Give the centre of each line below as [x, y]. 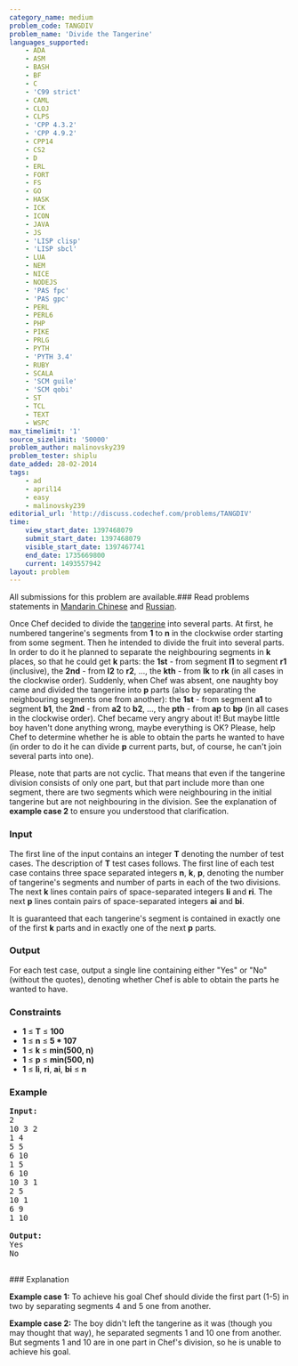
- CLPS [37, 117]
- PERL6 [39, 315]
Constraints [36, 1012]
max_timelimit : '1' [45, 431]
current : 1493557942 [63, 563]
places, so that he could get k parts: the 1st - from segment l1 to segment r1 [148, 662]
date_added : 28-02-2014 [53, 465]
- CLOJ [37, 109]
